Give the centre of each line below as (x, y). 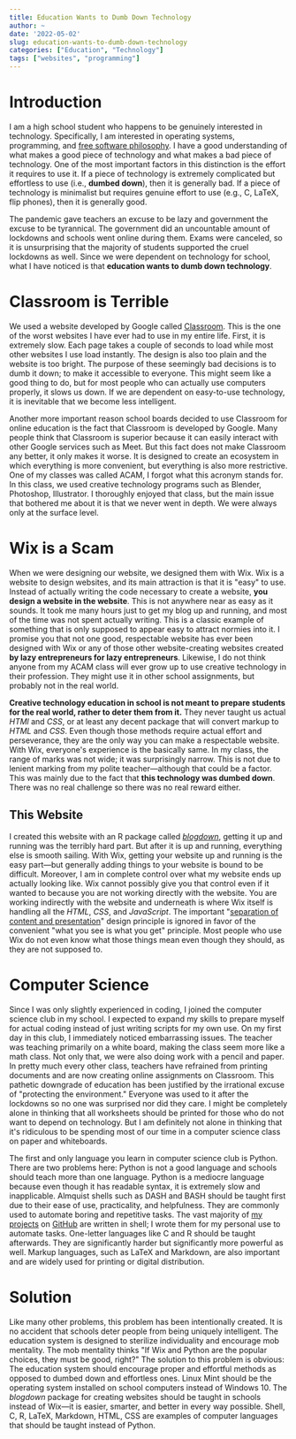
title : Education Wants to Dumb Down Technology (100, 17)
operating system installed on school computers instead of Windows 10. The (148, 1387)
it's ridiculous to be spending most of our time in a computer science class (145, 1131)
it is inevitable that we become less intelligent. (93, 401)
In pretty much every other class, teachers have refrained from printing (138, 1066)
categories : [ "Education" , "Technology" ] (87, 50)
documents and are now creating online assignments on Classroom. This (142, 1075)
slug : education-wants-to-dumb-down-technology (99, 42)
